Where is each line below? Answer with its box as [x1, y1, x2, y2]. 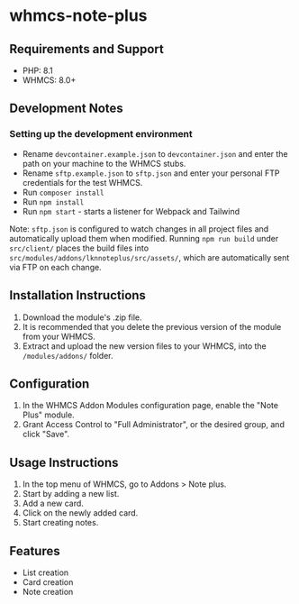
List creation [22, 567, 69, 578]
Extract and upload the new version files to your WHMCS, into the [22, 340, 267, 352]
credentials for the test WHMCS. [22, 177, 143, 188]
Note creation [22, 586, 74, 597]
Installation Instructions [9, 288, 147, 303]
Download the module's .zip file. [22, 312, 142, 323]
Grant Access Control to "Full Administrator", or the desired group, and [22, 419, 285, 430]
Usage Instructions [9, 454, 119, 470]
